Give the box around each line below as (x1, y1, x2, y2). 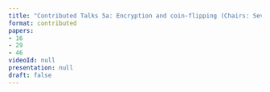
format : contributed (8, 19, 78, 27)
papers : (8, 26, 35, 34)
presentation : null (8, 64, 74, 72)
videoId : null (8, 57, 56, 65)
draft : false (8, 71, 52, 79)
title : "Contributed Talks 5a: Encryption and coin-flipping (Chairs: (8, 11, 250, 20)
